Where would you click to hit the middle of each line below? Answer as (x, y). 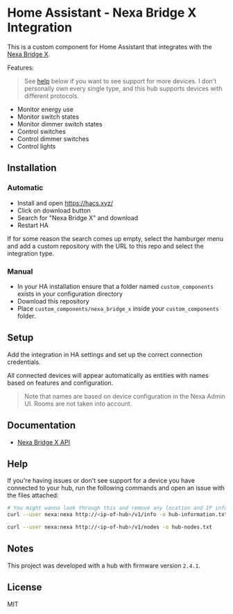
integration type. (31, 253)
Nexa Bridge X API (44, 442)
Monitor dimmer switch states (60, 124)
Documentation (42, 425)
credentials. (24, 362)
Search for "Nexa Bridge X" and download (78, 217)
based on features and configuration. (60, 383)
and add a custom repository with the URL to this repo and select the (105, 246)
